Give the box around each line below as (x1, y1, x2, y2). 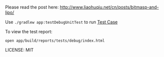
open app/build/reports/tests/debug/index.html (5, 38, 105, 43)
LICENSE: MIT (5, 47, 34, 53)
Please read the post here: (5, 4, 59, 10)
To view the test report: (5, 29, 53, 34)
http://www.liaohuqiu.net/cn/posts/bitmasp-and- (60, 4, 159, 10)
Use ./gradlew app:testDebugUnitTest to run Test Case (5, 19, 118, 25)
